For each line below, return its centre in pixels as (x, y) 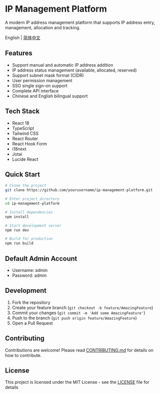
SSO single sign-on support (40, 86)
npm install (17, 217)
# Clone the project (26, 186)
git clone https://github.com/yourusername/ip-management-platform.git (79, 190)
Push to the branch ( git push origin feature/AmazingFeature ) (74, 318)
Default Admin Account (41, 259)
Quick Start (23, 174)
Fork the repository (31, 302)
